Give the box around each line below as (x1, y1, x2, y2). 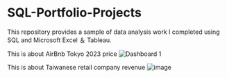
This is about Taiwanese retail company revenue (7, 63, 146, 71)
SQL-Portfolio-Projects (7, 5, 142, 21)
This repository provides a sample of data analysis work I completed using (7, 28, 220, 36)
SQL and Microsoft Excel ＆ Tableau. (7, 36, 112, 44)
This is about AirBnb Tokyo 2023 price (7, 50, 117, 58)
